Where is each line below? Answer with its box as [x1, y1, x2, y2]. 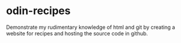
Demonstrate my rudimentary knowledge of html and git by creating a [6, 24, 176, 31]
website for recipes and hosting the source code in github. [6, 29, 149, 37]
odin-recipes [6, 4, 71, 18]
